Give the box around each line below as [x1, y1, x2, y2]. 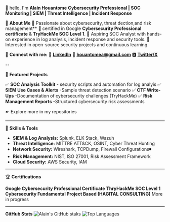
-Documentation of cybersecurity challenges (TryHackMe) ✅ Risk [15, 93, 153, 99]
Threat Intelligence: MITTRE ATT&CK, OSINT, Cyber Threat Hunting [12, 140, 155, 146]
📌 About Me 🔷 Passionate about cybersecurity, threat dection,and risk [5, 20, 152, 26]
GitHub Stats [5, 211, 33, 217]
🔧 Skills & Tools [5, 125, 38, 131]
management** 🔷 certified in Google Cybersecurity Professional [5, 25, 142, 31]
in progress [5, 196, 29, 202]
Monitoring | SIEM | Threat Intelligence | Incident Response [5, 10, 132, 16]
